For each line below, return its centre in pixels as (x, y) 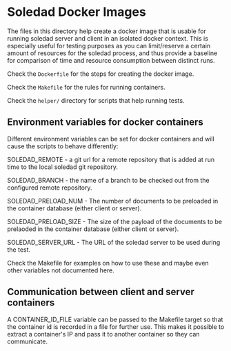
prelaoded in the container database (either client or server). (93, 229)
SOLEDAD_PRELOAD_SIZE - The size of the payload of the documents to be (115, 221)
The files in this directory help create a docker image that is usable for (107, 31)
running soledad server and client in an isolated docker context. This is (108, 38)
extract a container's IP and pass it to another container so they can (103, 334)
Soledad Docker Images (77, 12)
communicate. (28, 341)
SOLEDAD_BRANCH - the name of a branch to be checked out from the (108, 180)
